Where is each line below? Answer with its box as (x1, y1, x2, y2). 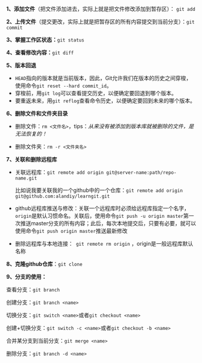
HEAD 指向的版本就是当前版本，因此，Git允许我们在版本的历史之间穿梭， (14, 75, 192, 81)
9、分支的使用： (6, 273, 47, 280)
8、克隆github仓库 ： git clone (6, 261, 83, 267)
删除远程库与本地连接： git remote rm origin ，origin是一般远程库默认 (14, 240, 194, 247)
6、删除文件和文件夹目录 (6, 110, 68, 117)
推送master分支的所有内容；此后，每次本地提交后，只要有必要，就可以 (20, 220, 197, 227)
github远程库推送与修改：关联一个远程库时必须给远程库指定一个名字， (14, 205, 190, 212)
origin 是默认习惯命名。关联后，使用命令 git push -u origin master (14, 213, 184, 219)
